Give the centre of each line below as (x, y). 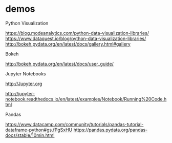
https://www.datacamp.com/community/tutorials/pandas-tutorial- (74, 124)
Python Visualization (27, 23)
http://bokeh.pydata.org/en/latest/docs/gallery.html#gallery (68, 44)
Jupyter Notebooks (26, 74)
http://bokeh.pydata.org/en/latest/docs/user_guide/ (60, 64)
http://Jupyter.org (24, 84)
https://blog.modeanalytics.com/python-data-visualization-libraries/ (77, 33)
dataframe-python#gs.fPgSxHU (39, 130)
